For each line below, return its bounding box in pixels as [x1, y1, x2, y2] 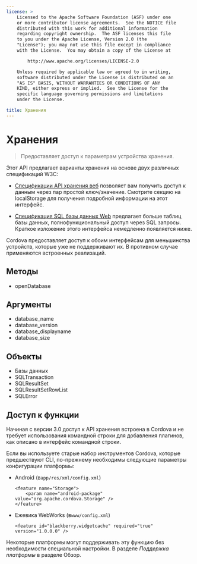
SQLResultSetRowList [14, 386, 68, 393]
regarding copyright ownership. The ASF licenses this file [17, 31, 171, 37]
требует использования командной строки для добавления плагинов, [6, 432, 184, 439]
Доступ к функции [6, 410, 80, 420]
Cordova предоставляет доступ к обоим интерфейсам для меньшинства [6, 236, 190, 244]
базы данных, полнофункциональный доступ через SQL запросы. [14, 218, 182, 226]
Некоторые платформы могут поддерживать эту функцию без [6, 538, 164, 546]
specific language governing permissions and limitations [17, 91, 163, 97]
